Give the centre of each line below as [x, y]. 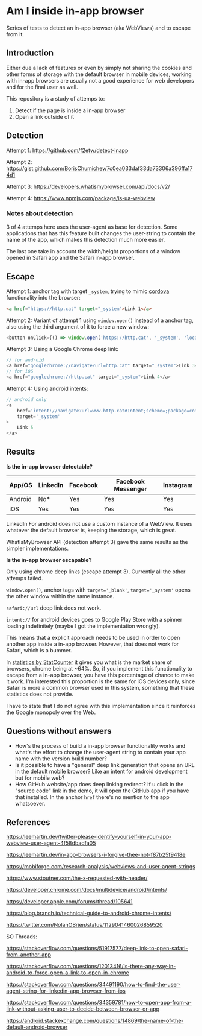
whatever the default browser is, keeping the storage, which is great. [91, 530]
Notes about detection [40, 213]
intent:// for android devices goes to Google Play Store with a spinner [94, 619]
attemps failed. [25, 578]
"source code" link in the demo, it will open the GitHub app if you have [102, 791]
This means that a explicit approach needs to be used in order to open [93, 637]
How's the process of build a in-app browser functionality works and [100, 745]
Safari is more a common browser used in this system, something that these [100, 687]
